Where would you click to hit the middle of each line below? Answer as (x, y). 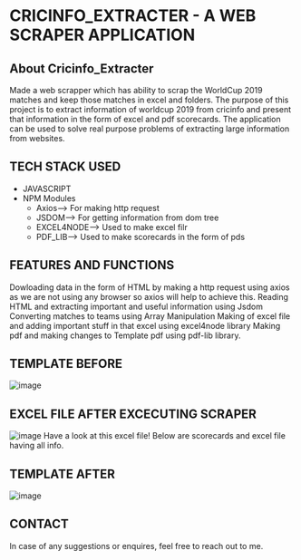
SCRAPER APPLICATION (102, 35)
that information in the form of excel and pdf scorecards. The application (145, 119)
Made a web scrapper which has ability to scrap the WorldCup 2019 (136, 90)
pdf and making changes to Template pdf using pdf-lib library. (125, 335)
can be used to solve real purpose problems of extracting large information (150, 129)
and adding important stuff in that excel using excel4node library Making (145, 325)
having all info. (37, 446)
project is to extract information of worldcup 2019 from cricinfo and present (150, 109)
